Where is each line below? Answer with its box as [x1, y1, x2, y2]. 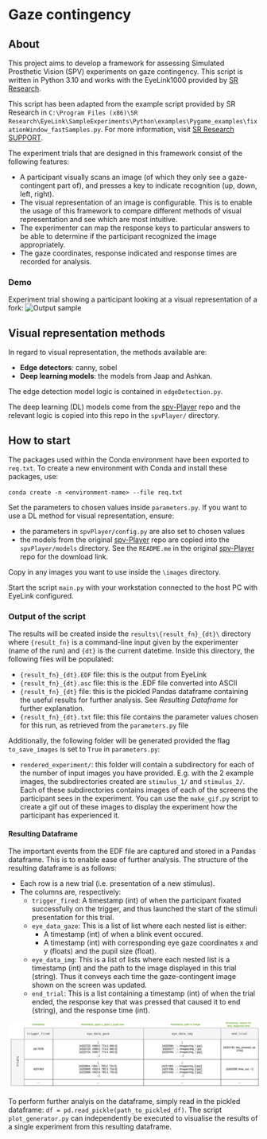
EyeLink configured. [8, 591, 74, 600]
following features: [8, 157, 70, 166]
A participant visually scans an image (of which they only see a [19, 173, 226, 181]
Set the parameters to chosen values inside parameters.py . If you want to [8, 502, 248, 512]
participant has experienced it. [19, 810, 121, 821]
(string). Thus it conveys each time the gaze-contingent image [31, 972, 237, 981]
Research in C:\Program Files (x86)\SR [8, 107, 138, 117]
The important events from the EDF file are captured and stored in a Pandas [8, 846, 257, 856]
